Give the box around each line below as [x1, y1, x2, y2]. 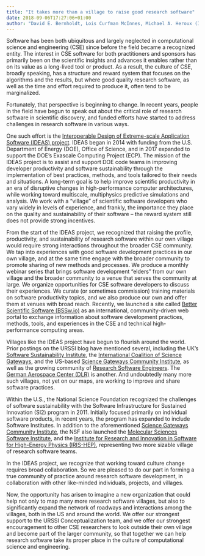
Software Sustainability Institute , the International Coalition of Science [6, 351, 182, 359]
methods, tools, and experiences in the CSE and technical [6, 320, 151, 328]
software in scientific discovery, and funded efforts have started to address [6, 114, 196, 121]
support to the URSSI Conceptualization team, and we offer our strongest [6, 517, 190, 524]
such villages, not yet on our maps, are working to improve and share [6, 377, 181, 385]
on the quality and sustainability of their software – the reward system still [6, 211, 192, 218]
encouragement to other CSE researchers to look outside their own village [6, 524, 193, 531]
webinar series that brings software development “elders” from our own [6, 268, 187, 276]
